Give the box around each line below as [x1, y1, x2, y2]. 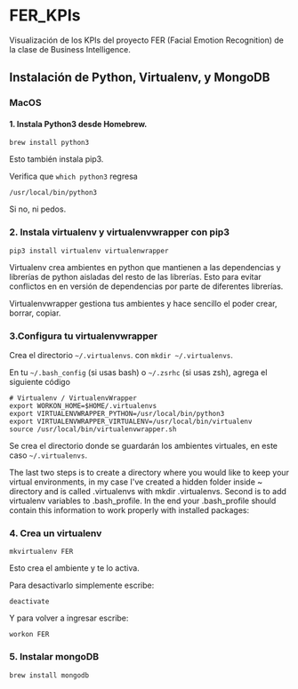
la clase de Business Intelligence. [9, 44, 131, 54]
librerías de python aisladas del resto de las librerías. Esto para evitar [9, 271, 262, 282]
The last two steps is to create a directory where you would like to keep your [9, 468, 289, 478]
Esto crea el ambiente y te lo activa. [9, 563, 140, 573]
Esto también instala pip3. [9, 154, 104, 164]
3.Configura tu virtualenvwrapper [9, 330, 158, 342]
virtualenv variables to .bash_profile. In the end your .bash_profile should [9, 495, 277, 507]
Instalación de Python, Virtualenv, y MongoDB [9, 70, 270, 85]
